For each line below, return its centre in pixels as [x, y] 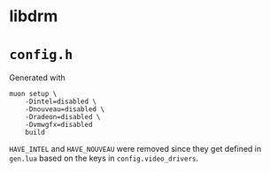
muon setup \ [33, 94]
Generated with [37, 78]
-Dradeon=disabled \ [63, 117]
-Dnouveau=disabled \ [65, 109]
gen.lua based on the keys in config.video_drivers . [104, 158]
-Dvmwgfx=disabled [59, 125]
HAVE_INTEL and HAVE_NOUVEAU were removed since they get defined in [135, 149]
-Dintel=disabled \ [61, 102]
